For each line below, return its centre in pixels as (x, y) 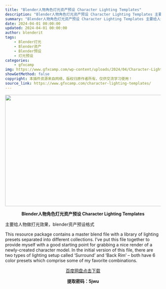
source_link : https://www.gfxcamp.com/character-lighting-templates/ (78, 83)
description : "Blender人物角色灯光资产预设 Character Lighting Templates (79, 14)
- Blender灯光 (28, 42)
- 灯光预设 (24, 56)
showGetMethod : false (27, 74)
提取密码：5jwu (83, 281)
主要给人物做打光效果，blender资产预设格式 (50, 224)
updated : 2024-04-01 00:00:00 (36, 28)
